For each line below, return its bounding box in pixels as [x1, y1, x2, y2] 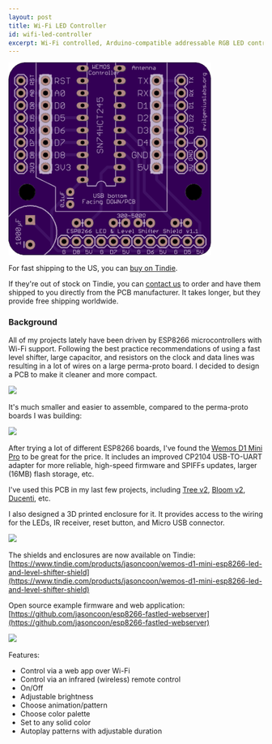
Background [8, 316, 58, 328]
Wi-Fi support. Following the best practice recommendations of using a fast [8, 343, 261, 353]
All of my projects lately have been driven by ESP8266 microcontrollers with [8, 335, 262, 345]
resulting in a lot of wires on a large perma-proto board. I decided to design [8, 361, 260, 371]
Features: [8, 650, 40, 660]
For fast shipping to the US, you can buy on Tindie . [8, 264, 178, 273]
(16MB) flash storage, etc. [8, 469, 95, 479]
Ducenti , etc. [8, 493, 51, 503]
